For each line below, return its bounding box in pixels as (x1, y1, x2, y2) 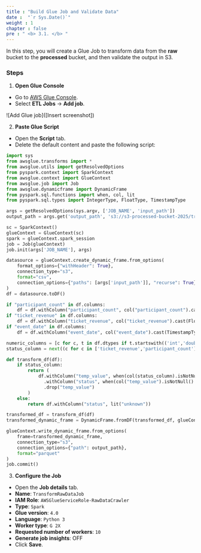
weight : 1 (6, 20, 33, 26)
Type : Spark (14, 503, 45, 510)
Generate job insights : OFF (14, 534, 83, 542)
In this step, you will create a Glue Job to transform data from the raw (6, 47, 178, 54)
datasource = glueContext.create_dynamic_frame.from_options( (6, 258, 165, 264)
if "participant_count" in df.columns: (6, 301, 106, 308)
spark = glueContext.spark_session (6, 236, 95, 242)
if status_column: (17, 362, 63, 368)
